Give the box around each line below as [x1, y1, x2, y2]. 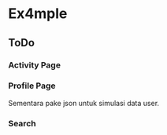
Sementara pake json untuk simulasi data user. [8, 98, 160, 108]
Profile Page [8, 80, 56, 91]
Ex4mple [8, 5, 68, 23]
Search [8, 118, 37, 129]
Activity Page [8, 60, 61, 71]
